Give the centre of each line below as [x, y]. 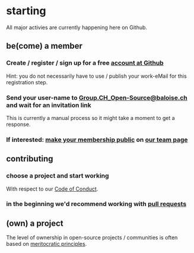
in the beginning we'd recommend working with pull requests [96, 204]
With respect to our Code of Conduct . [52, 189]
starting [26, 11]
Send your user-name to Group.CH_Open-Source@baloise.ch [97, 97]
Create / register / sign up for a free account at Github [85, 63]
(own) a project [35, 223]
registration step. [27, 82]
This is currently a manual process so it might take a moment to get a [90, 118]
